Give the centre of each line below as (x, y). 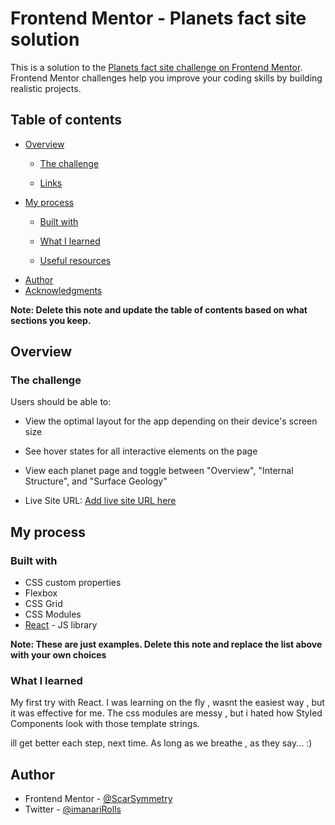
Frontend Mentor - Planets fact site (158, 18)
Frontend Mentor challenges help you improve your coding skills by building (166, 78)
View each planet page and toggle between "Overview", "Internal (159, 471)
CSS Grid (43, 604)
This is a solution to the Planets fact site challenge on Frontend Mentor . (156, 67)
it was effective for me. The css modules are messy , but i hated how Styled (166, 713)
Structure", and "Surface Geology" (96, 481)
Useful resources (75, 260)
